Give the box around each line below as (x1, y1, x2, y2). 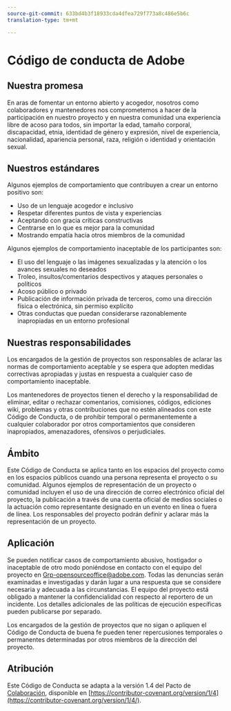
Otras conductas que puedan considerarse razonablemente (17, 309, 188, 318)
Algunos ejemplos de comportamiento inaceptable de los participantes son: (7, 244, 222, 253)
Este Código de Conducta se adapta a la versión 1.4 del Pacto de (7, 681, 191, 690)
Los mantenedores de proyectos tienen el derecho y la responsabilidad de (7, 390, 219, 399)
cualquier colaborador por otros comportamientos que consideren (7, 420, 195, 429)
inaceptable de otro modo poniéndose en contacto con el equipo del (7, 563, 202, 571)
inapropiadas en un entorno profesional (17, 316, 130, 325)
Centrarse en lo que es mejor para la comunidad (17, 224, 155, 232)
